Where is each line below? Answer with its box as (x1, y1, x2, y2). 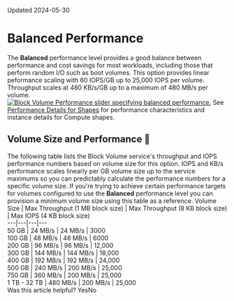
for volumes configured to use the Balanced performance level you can (7, 189, 213, 197)
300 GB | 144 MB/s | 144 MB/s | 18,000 (7, 248, 119, 257)
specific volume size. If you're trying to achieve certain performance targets (7, 181, 226, 190)
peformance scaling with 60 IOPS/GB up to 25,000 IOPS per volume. (7, 76, 205, 84)
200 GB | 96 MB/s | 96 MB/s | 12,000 (7, 241, 114, 249)
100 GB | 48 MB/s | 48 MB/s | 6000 (7, 234, 109, 242)
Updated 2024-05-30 (7, 6, 70, 14)
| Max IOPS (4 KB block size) (7, 211, 90, 220)
